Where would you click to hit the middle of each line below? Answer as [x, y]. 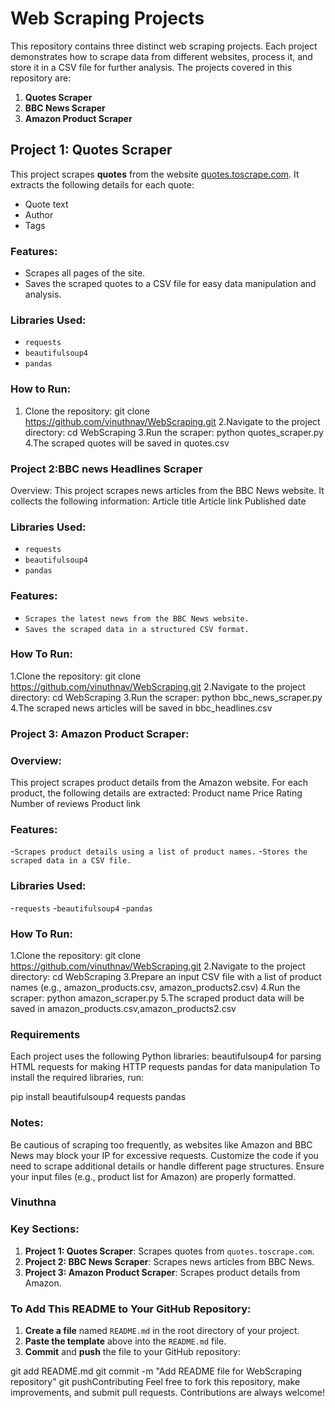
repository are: [41, 78]
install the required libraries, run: [77, 1078]
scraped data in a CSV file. [71, 861]
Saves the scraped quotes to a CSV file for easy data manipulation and [170, 284]
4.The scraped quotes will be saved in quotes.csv [127, 443]
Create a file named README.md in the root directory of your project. [162, 1331]
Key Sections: [45, 1229]
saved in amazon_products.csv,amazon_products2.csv [123, 1008]
